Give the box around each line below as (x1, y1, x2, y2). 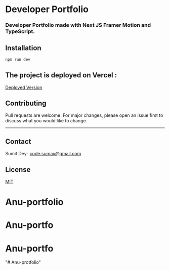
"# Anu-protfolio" (5, 259, 41, 265)
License (5, 165, 31, 174)
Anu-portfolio (5, 196, 64, 208)
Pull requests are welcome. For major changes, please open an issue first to (5, 112, 163, 118)
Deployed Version (5, 84, 42, 91)
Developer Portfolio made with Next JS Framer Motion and (5, 22, 151, 29)
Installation (5, 43, 41, 52)
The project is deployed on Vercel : (5, 71, 117, 79)
